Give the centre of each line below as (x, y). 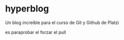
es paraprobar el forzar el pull (36, 32)
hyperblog (27, 9)
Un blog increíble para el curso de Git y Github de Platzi (62, 22)
